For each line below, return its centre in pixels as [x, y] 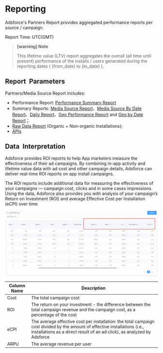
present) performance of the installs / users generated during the [82, 61]
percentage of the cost [54, 315]
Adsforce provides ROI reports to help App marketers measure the [71, 158]
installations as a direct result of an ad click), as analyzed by [91, 332]
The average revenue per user [61, 344]
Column [17, 285]
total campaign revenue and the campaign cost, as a [83, 310]
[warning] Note [33, 46]
